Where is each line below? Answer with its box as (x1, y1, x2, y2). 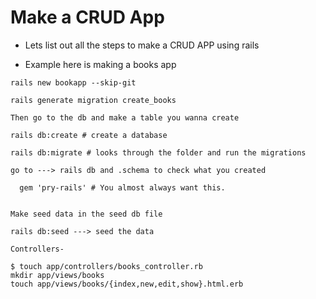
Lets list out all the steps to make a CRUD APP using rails (24, 39, 260, 51)
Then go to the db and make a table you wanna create (10, 112, 240, 123)
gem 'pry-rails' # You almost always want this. (19, 182, 226, 193)
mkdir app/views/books (10, 270, 105, 280)
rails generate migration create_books (10, 95, 177, 105)
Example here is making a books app (24, 58, 177, 70)
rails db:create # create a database (10, 130, 168, 140)
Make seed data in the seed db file (10, 209, 163, 219)
